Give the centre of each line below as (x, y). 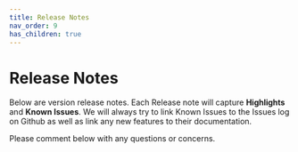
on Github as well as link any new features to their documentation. (131, 122)
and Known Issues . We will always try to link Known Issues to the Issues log (149, 112)
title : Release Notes (50, 17)
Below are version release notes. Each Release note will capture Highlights (147, 102)
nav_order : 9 (33, 26)
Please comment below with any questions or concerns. (112, 139)
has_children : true (46, 34)
